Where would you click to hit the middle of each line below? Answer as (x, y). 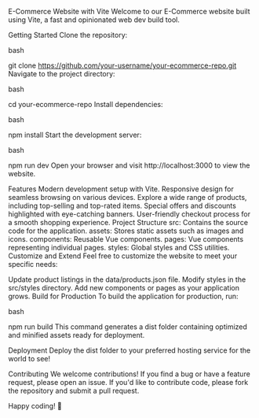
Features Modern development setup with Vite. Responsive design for (121, 189)
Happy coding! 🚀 (35, 406)
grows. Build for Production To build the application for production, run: (123, 296)
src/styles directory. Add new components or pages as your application (124, 288)
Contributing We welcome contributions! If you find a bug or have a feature (129, 374)
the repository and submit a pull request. (74, 390)
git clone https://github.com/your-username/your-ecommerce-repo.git (122, 65)
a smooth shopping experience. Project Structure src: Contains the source (128, 222)
